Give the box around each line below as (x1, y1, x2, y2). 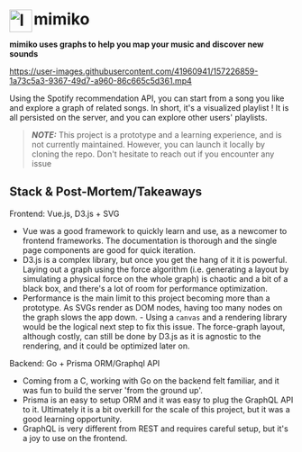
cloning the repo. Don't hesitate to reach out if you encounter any (31, 149, 275, 159)
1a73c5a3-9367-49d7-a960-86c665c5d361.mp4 (9, 75, 192, 86)
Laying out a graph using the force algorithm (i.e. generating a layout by (22, 264, 289, 275)
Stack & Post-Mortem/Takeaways (9, 185, 203, 200)
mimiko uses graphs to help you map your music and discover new (9, 39, 264, 50)
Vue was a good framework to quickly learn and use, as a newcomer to (22, 225, 288, 236)
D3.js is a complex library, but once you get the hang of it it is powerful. (22, 254, 288, 265)
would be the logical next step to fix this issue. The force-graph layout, (22, 321, 286, 332)
